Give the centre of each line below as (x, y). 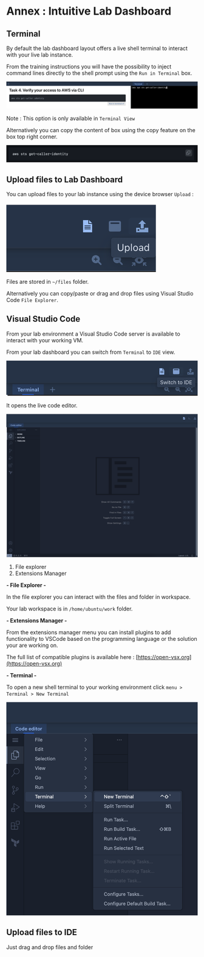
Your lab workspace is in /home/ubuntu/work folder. (70, 609)
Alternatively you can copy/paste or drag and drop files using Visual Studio (100, 293)
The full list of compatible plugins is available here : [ (72, 657)
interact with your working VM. (45, 340)
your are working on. (32, 645)
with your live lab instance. (40, 55)
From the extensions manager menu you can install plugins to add (89, 632)
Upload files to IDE (42, 932)
